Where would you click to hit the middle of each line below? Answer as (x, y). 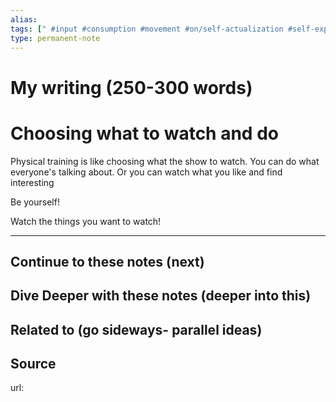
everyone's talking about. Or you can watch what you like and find (146, 172)
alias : (24, 19)
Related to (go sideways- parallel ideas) (136, 329)
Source (33, 364)
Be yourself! (35, 202)
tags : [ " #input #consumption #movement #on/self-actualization (147, 29)
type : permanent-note (55, 38)
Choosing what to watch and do (144, 133)
